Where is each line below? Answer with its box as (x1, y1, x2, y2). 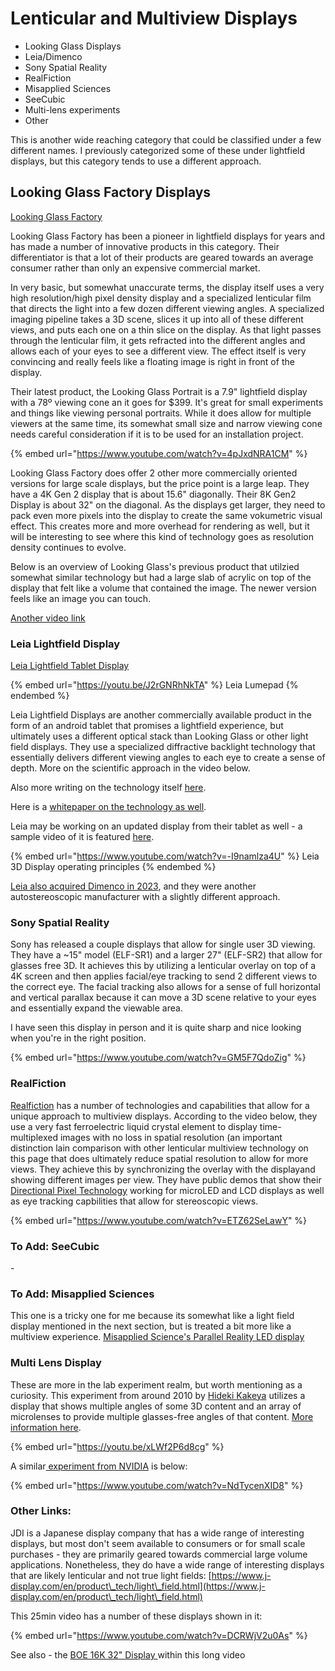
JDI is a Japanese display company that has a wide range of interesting (10, 1527, 305, 1539)
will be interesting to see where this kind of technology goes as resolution (10, 530, 314, 542)
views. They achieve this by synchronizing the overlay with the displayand (10, 1163, 316, 1175)
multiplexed (10, 1131, 58, 1143)
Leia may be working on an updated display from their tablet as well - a (10, 820, 303, 832)
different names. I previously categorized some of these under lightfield (10, 144, 306, 156)
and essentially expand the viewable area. (10, 1002, 183, 1014)
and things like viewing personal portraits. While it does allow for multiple (10, 407, 312, 419)
